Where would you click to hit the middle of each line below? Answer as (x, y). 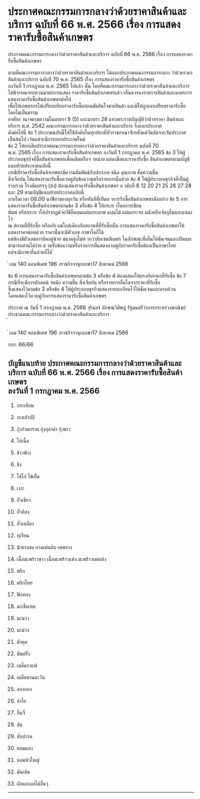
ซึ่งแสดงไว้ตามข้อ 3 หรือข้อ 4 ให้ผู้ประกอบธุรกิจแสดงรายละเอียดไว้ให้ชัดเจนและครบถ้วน (92, 289)
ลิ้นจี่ (21, 712)
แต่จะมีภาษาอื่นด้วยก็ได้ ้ (31, 252)
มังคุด (22, 642)
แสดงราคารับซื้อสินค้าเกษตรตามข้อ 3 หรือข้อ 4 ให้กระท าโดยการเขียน (75, 205)
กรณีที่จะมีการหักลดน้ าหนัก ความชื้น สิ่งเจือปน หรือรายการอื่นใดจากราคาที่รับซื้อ (84, 282)
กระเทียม (25, 405)
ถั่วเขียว (24, 500)
